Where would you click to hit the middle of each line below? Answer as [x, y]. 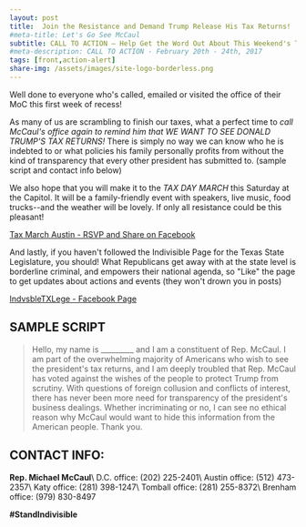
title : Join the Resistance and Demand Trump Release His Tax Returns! [150, 26]
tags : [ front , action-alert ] [63, 60]
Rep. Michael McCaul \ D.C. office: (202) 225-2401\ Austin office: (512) [142, 477]
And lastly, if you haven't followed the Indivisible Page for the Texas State [147, 252]
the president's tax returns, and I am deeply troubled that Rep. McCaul [163, 369]
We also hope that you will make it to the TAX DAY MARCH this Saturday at [149, 187]
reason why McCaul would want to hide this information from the [153, 417]
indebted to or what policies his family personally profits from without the [147, 150]
